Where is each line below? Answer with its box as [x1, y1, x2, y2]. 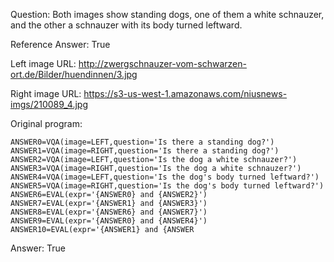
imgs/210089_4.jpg [10, 99, 89, 110]
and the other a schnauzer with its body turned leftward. [10, 19, 243, 31]
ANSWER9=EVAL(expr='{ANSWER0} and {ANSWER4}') [10, 216, 208, 226]
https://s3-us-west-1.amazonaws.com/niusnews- [83, 88, 288, 99]
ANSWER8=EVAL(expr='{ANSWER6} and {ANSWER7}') [10, 207, 208, 217]
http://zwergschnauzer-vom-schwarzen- [78, 58, 247, 69]
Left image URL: [10, 58, 77, 69]
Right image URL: [10, 88, 82, 99]
